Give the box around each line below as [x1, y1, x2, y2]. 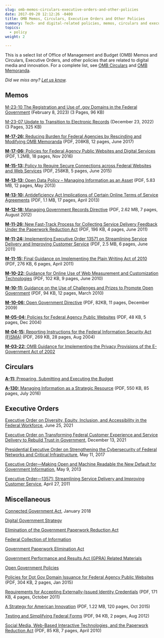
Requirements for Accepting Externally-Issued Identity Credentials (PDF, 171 [5, 589, 158, 595]
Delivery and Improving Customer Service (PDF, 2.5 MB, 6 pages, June [5, 241, 148, 247]
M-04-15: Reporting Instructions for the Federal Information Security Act [5, 329, 152, 335]
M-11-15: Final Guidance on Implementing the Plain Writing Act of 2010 [5, 256, 147, 261]
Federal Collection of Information [5, 537, 72, 542]
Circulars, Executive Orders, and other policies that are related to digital [5, 57, 149, 63]
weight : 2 [5, 35, 25, 40]
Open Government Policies [5, 565, 59, 571]
